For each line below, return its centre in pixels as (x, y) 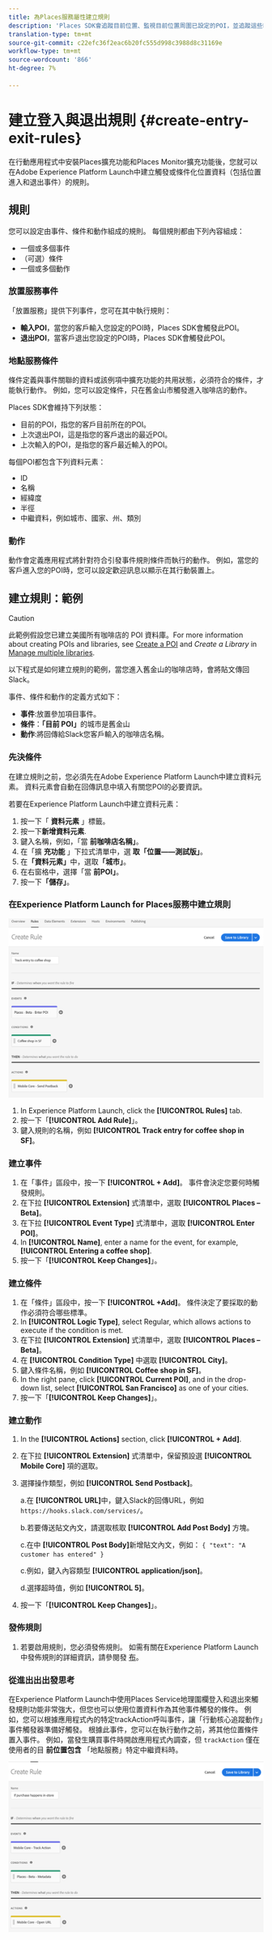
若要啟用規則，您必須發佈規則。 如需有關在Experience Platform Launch (139, 1647)
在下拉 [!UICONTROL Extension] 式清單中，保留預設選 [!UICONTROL (136, 1455)
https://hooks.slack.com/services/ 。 (84, 1510)
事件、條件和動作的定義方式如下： (65, 697)
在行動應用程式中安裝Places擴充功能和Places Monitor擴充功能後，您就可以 (133, 161)
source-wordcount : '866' (50, 60)
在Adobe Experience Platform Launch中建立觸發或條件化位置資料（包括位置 (135, 172)
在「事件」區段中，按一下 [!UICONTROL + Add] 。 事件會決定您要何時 (136, 1182)
